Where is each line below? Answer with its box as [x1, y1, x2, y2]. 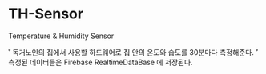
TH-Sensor [8, 5, 84, 23]
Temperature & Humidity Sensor [8, 31, 115, 41]
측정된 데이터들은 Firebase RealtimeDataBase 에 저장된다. [8, 57, 194, 67]
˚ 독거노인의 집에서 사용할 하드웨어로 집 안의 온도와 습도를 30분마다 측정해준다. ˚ [8, 47, 259, 56]
